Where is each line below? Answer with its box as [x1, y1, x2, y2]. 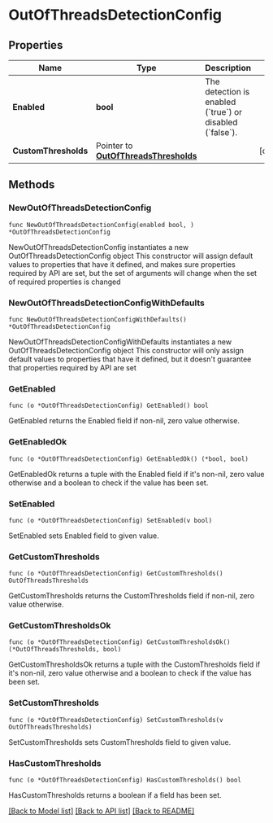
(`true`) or [205, 107, 242, 117]
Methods [8, 177, 55, 192]
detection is [205, 86, 250, 97]
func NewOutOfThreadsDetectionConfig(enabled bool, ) [8, 221, 195, 229]
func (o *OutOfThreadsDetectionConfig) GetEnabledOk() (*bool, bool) [8, 454, 249, 463]
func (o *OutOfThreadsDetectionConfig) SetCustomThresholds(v [8, 716, 223, 724]
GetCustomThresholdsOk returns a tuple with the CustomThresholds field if [8, 659, 261, 669]
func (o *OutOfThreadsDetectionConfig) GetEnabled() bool [8, 401, 209, 410]
